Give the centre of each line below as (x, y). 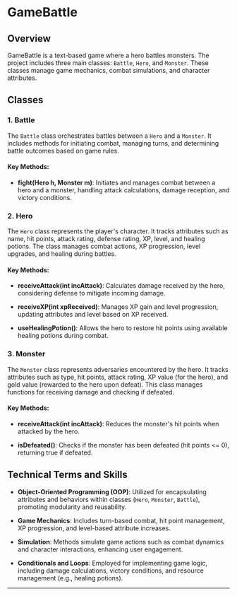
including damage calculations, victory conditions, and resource (111, 571)
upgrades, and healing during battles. (62, 254)
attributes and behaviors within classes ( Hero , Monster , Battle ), (109, 499)
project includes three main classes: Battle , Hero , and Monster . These (108, 63)
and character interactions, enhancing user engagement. (100, 549)
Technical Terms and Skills (68, 475)
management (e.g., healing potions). (70, 578)
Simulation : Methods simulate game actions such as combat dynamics (121, 542)
